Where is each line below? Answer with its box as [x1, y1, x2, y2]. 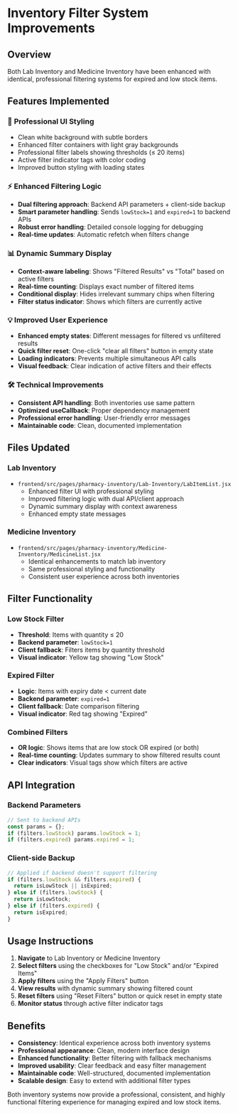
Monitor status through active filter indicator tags [17, 999, 163, 1008]
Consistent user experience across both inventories [28, 572, 180, 581]
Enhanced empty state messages [28, 510, 126, 518]
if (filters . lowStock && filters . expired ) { [7, 876, 141, 883]
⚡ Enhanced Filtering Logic [7, 181, 102, 191]
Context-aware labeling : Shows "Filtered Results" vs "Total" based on [17, 267, 225, 276]
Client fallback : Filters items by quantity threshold [17, 645, 165, 654]
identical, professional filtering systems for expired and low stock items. [7, 75, 218, 83]
